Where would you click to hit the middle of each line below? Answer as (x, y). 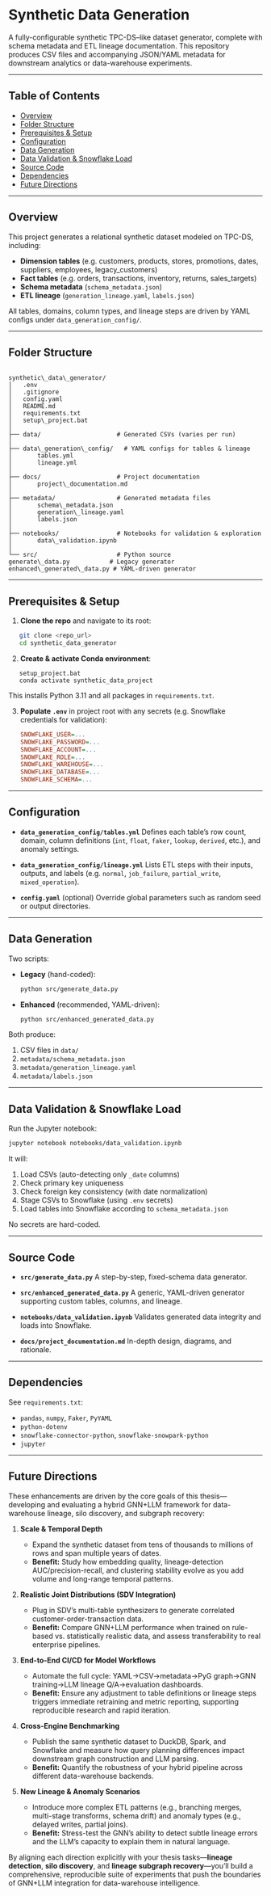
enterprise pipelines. (66, 1644)
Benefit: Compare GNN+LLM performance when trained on (131, 1627)
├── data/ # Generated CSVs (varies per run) (122, 435)
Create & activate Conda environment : (85, 658)
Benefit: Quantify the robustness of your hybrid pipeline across (138, 1767)
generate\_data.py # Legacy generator (92, 562)
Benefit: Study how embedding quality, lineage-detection (128, 1561)
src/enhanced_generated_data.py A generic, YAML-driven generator (132, 1292)
